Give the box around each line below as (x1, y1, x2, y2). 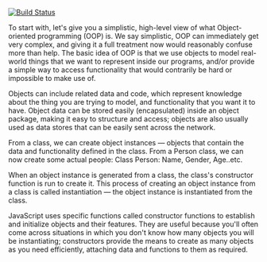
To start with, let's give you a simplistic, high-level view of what (8, 23, 216, 32)
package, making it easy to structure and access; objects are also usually (8, 114, 249, 123)
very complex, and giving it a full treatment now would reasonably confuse (8, 40, 253, 49)
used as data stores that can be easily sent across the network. (8, 123, 216, 132)
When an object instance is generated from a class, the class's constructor (8, 171, 254, 179)
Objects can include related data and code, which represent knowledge (8, 89, 242, 98)
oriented (8, 32, 36, 40)
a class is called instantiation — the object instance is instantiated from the (8, 187, 253, 196)
